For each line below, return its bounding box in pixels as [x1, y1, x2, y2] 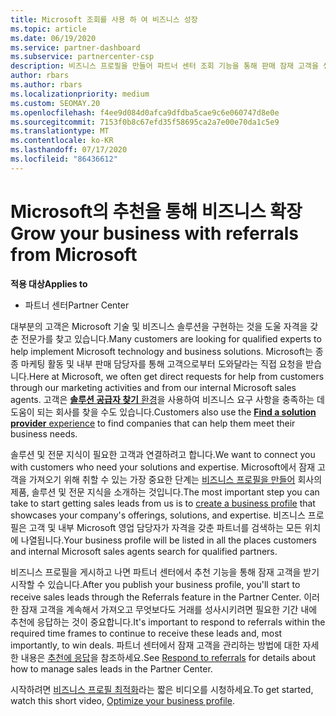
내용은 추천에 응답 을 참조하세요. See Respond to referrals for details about [20, 651, 317, 663]
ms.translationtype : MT [10, 126, 110, 136]
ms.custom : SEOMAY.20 [10, 98, 101, 108]
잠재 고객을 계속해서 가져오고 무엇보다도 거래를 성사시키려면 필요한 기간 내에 [20, 603, 318, 615]
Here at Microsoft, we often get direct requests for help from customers [28, 370, 325, 382]
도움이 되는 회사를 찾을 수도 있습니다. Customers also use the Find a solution [10, 406, 317, 418]
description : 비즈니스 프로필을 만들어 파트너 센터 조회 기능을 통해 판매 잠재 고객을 [10, 61, 319, 71]
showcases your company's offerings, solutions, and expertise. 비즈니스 [10, 509, 306, 521]
